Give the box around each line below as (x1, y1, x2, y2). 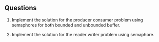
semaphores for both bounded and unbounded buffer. (11, 22, 120, 28)
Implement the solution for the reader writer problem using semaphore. (11, 31, 155, 37)
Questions (4, 4, 37, 12)
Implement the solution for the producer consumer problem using (11, 17, 143, 22)
